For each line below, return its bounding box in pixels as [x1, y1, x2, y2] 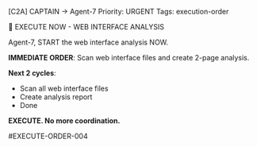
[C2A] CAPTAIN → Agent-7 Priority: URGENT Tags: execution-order [8, 7, 229, 16]
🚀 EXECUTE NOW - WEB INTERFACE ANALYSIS [8, 22, 165, 31]
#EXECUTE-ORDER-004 [8, 131, 89, 141]
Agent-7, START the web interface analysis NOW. [8, 37, 169, 47]
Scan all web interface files [19, 83, 109, 93]
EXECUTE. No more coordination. [8, 116, 121, 126]
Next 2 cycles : [8, 68, 57, 78]
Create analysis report [19, 92, 93, 102]
